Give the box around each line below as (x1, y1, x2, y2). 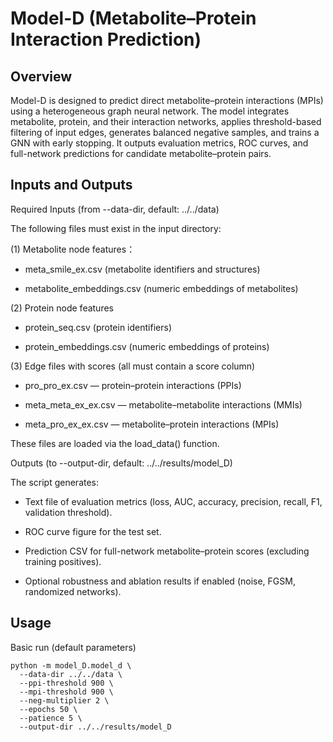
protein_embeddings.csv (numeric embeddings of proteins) (24, 340, 270, 352)
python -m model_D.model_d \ (10, 660, 132, 671)
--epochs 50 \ (19, 704, 78, 714)
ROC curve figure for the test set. (24, 525, 162, 537)
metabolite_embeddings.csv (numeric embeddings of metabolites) (24, 282, 299, 294)
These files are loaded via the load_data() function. (10, 437, 220, 449)
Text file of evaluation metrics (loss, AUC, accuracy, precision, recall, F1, (24, 495, 323, 507)
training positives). (24, 555, 102, 567)
